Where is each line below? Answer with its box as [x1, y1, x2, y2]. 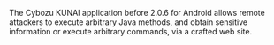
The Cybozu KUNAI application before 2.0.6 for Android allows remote [9, 8, 265, 18]
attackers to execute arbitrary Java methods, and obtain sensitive [9, 17, 248, 27]
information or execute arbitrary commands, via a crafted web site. [9, 26, 253, 36]
